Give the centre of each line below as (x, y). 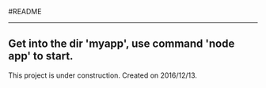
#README (25, 11)
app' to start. (41, 56)
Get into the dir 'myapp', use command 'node (122, 44)
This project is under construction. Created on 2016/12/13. (103, 75)
